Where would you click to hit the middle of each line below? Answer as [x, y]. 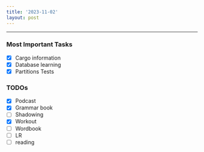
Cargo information [38, 58]
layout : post [23, 18]
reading [25, 142]
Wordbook [28, 128]
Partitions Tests [35, 71]
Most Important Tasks [39, 44]
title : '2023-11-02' [32, 12]
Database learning [38, 64]
